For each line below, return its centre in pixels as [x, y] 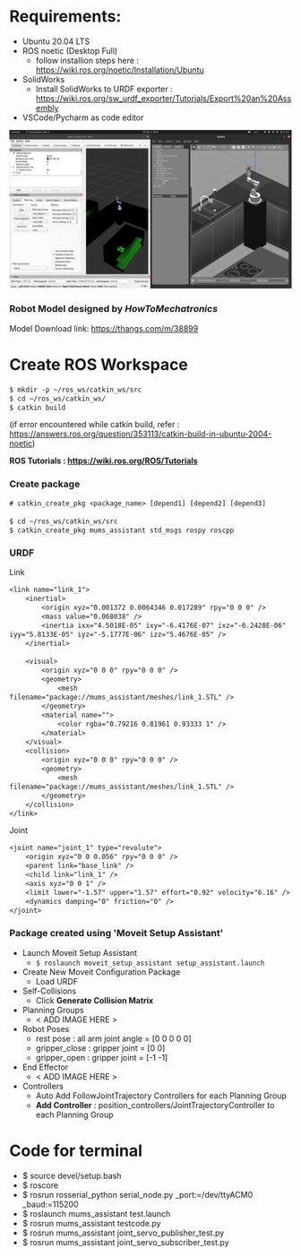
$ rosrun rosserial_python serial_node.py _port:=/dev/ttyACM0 [138, 1194]
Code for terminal [76, 1151]
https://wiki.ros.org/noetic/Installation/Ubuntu [120, 70]
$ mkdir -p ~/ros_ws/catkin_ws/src [76, 390]
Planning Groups [53, 1010]
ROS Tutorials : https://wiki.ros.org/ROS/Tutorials [104, 460]
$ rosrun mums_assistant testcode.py [91, 1223]
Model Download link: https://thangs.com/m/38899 [104, 328]
